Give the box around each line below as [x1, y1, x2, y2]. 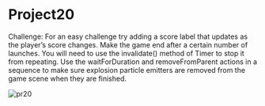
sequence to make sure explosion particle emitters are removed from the [8, 65, 246, 74]
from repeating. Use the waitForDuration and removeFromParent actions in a [8, 57, 257, 66]
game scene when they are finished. [8, 74, 127, 83]
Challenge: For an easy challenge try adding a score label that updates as [8, 32, 248, 41]
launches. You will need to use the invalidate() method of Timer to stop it [8, 48, 245, 58]
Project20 [8, 6, 75, 24]
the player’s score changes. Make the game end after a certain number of [8, 40, 248, 49]
